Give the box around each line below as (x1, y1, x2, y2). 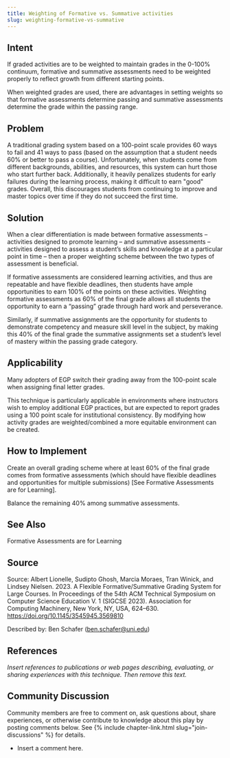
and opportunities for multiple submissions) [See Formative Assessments (7, 478, 214, 486)
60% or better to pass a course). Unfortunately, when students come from (7, 155, 218, 164)
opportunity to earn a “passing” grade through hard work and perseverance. (7, 302, 223, 310)
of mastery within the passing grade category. (7, 337, 138, 345)
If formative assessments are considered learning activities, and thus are (7, 272, 213, 281)
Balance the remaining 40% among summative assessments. (7, 499, 180, 507)
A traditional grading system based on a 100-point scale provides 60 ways (7, 141, 218, 149)
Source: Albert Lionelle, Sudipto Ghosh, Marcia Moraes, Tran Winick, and (7, 575, 214, 583)
